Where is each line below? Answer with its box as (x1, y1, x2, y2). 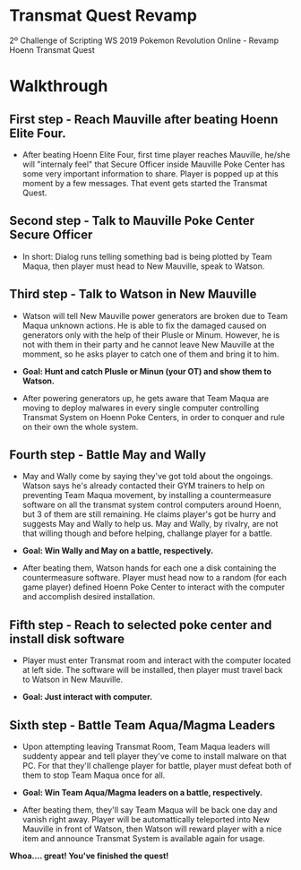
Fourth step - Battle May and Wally (9, 447, 207, 462)
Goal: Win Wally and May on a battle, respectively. (21, 546, 214, 556)
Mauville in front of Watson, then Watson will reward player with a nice (21, 823, 282, 834)
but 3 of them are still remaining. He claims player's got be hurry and (21, 509, 276, 520)
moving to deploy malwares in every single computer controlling (21, 402, 260, 413)
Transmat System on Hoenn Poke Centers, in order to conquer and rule (21, 411, 285, 422)
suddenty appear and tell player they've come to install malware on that (21, 751, 287, 762)
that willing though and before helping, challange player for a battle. (21, 528, 273, 538)
